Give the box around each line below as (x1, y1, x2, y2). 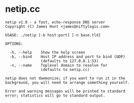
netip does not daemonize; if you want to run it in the (5, 75, 126, 81)
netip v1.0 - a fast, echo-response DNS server (5, 20, 106, 25)
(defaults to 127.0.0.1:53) (40, 58, 99, 64)
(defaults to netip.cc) (40, 67, 90, 72)
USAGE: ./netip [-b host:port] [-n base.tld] (5, 33, 101, 37)
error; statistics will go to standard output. (5, 93, 106, 98)
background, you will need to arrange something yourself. (5, 80, 130, 85)
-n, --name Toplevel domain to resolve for (9, 63, 108, 68)
